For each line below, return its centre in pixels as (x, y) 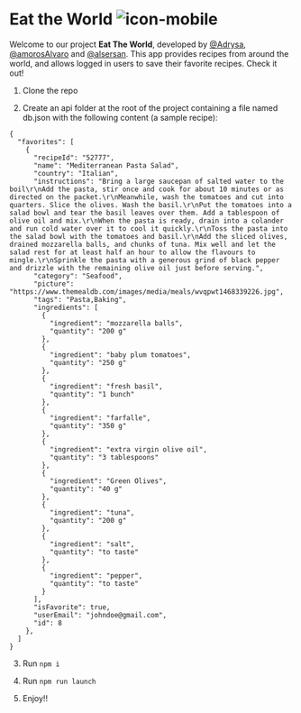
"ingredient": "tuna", (92, 512)
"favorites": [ (46, 142)
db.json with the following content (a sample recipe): (120, 117)
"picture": (54, 284)
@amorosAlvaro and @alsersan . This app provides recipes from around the (149, 53)
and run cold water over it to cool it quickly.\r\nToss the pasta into (149, 229)
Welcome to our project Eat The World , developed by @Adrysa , (128, 44)
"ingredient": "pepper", (96, 576)
